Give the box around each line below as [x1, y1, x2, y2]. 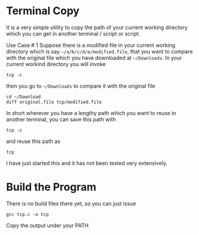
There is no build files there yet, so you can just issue [6, 200, 136, 207]
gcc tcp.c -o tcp [6, 211, 49, 217]
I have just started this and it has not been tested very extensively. [6, 159, 168, 167]
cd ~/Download [6, 94, 41, 100]
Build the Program [6, 180, 97, 194]
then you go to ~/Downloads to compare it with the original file [6, 82, 156, 90]
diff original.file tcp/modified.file [6, 99, 102, 105]
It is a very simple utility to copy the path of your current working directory [6, 24, 188, 31]
